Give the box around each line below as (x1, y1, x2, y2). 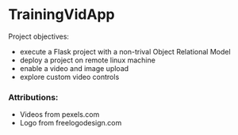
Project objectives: (8, 32, 70, 41)
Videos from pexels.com (19, 110, 100, 119)
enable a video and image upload (19, 63, 129, 73)
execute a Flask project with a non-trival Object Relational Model (19, 47, 232, 56)
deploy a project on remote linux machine (19, 55, 156, 65)
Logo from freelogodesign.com (19, 118, 122, 128)
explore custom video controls (19, 72, 120, 81)
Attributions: (8, 92, 59, 103)
